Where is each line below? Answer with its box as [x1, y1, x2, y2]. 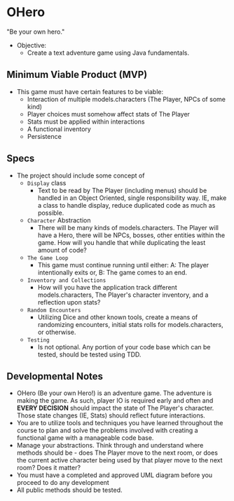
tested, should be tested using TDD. [37, 350, 142, 359]
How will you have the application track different [37, 283, 177, 291]
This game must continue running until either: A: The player [37, 260, 209, 269]
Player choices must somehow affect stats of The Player [27, 109, 191, 118]
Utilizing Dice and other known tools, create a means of [37, 313, 198, 321]
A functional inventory [27, 124, 92, 133]
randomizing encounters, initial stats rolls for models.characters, [37, 320, 223, 328]
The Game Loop [27, 254, 69, 262]
